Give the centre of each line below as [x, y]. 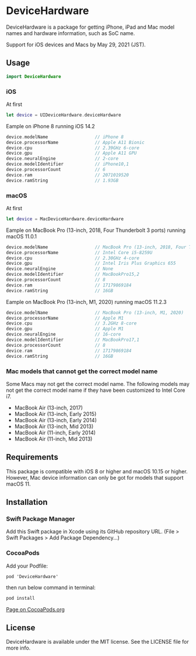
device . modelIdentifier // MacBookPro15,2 [73, 274]
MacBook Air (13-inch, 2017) [49, 408]
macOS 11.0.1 [21, 236]
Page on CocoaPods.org [36, 609]
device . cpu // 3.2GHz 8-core [71, 323]
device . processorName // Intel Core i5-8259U [79, 252]
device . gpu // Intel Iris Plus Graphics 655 [91, 264]
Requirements [32, 457]
